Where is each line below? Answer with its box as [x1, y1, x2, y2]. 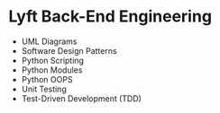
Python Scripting [21, 55, 85, 65]
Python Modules [21, 65, 83, 75]
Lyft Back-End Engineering [8, 6, 213, 27]
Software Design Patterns [21, 45, 118, 56]
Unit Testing [21, 83, 67, 94]
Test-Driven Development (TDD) [21, 92, 142, 104]
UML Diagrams [21, 36, 78, 47]
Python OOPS [21, 74, 73, 84]
